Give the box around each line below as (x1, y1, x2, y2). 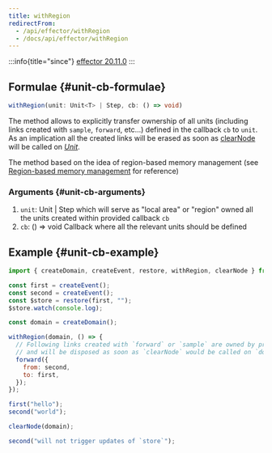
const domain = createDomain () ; (8, 319, 117, 327)
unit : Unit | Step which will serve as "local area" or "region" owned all (19, 205, 253, 214)
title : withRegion (8, 11, 70, 20)
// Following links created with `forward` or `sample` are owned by (15, 341, 255, 349)
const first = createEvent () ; (8, 281, 111, 290)
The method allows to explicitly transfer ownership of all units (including (8, 116, 249, 125)
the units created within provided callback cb (19, 214, 170, 223)
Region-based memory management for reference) (8, 166, 180, 176)
